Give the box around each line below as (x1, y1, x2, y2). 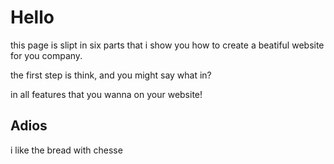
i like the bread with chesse (10, 144, 123, 156)
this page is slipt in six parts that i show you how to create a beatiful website (10, 39, 325, 51)
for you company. (10, 49, 83, 61)
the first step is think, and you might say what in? (10, 69, 212, 81)
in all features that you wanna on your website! (10, 88, 203, 100)
